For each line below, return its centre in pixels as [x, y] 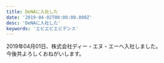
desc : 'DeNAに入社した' [34, 23]
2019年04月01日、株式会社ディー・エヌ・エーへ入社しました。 [84, 46]
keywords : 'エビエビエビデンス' [42, 28]
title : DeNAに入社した [32, 12]
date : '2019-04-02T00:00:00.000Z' [49, 17]
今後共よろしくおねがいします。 [45, 54]
